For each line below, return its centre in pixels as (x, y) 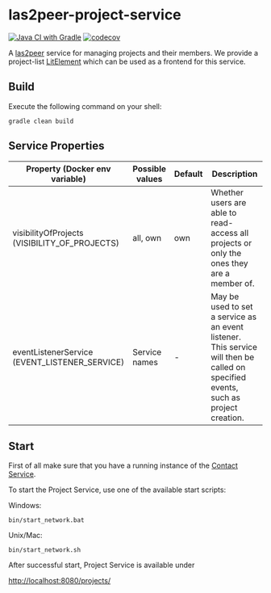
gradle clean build (41, 121)
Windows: (25, 506)
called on (228, 367)
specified (228, 377)
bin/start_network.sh (45, 550)
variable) (69, 179)
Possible (150, 169)
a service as (233, 317)
